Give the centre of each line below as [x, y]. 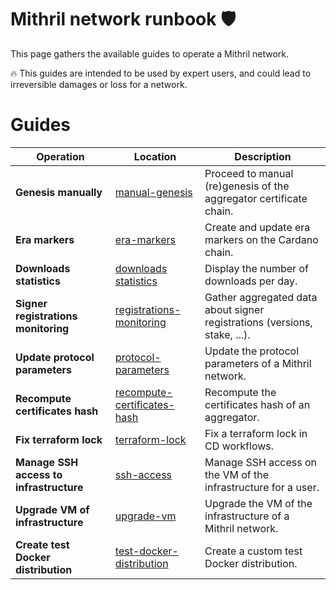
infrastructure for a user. [262, 487]
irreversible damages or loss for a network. [99, 84]
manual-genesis [153, 192]
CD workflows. [239, 446]
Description [263, 156]
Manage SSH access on [260, 462]
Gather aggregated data [261, 297]
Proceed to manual [249, 173]
